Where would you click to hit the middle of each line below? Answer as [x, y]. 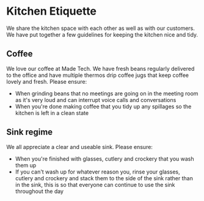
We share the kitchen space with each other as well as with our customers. [101, 28]
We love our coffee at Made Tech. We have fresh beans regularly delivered [100, 68]
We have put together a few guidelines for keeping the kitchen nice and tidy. [102, 34]
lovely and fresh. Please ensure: [47, 81]
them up [26, 165]
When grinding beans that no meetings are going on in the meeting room [107, 93]
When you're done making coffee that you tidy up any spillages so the [103, 106]
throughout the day [39, 191]
